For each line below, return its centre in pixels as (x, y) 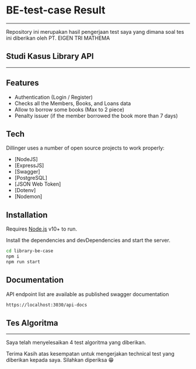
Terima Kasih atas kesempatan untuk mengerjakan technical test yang (90, 354)
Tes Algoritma (32, 323)
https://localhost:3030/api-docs (47, 305)
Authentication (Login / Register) (54, 97)
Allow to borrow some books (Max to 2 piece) (69, 109)
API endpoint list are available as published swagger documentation (87, 294)
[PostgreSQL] (31, 178)
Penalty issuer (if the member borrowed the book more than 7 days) (96, 116)
